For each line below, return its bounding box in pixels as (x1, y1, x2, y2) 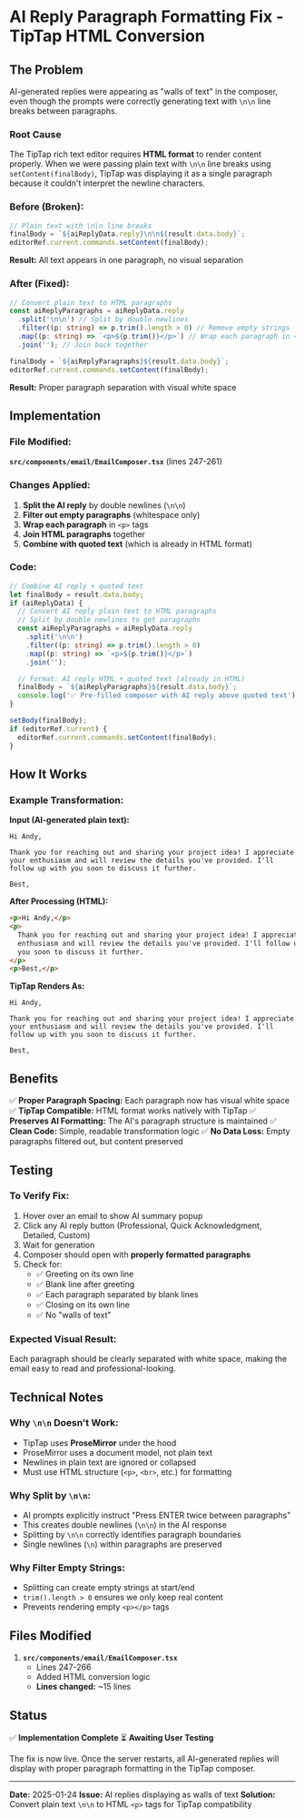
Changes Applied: (9, 479, 91, 492)
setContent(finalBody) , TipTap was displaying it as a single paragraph (9, 168, 272, 179)
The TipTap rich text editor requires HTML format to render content (9, 148, 261, 160)
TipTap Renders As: (9, 981, 85, 991)
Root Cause (9, 127, 62, 140)
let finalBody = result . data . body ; (9, 590, 144, 599)
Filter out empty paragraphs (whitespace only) (22, 509, 201, 520)
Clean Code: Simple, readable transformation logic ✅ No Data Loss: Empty (9, 1126, 290, 1137)
